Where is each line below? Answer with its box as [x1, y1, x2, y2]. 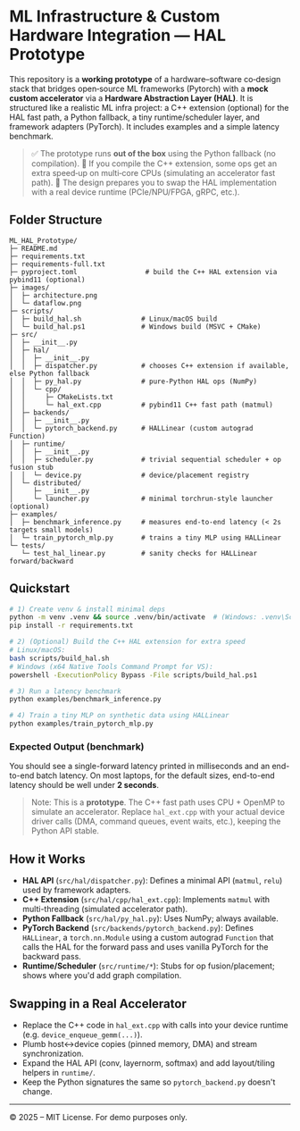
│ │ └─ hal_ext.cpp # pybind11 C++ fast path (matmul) [9, 400, 274, 409]
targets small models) [9, 525, 94, 534]
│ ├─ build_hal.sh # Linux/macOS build [9, 314, 218, 323]
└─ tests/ [9, 540, 46, 550]
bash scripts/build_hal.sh [9, 654, 110, 663]
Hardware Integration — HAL [9, 25, 226, 46]
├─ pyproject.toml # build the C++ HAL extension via [9, 267, 278, 276]
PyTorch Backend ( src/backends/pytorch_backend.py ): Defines [21, 923, 254, 934]
